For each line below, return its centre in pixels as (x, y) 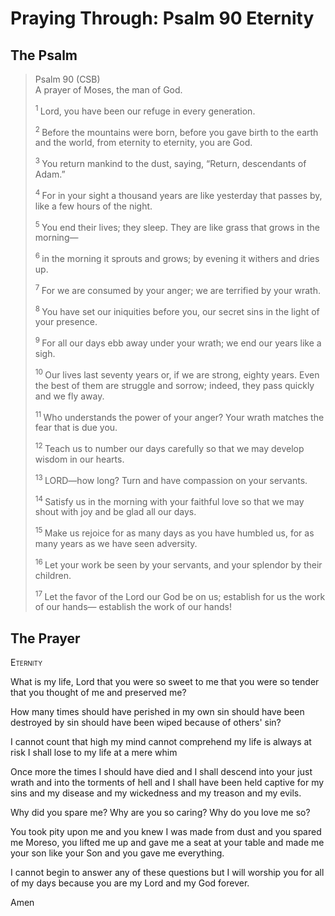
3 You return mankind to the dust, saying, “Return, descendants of (170, 162)
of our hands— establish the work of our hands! (133, 607)
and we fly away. (69, 396)
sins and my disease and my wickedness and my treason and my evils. (156, 793)
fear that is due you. (76, 428)
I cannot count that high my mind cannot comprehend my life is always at (161, 741)
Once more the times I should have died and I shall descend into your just (161, 771)
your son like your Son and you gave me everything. (117, 853)
